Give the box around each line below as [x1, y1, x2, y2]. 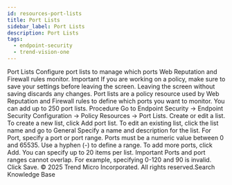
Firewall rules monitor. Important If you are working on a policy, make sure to [7, 75, 226, 83]
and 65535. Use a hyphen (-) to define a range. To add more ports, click [7, 141, 213, 149]
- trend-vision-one [13, 49, 70, 56]
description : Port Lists [7, 29, 79, 37]
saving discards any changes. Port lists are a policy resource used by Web [7, 89, 220, 97]
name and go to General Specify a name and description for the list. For [7, 126, 211, 135]
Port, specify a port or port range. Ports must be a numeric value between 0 [7, 133, 224, 142]
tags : [7, 36, 23, 43]
